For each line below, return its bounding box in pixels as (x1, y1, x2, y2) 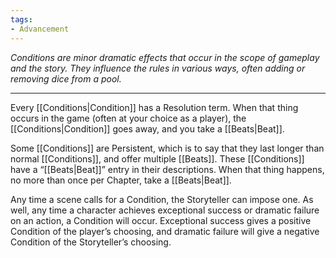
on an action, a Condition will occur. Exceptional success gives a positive (10, 214, 312, 226)
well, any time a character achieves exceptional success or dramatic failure (10, 204, 320, 216)
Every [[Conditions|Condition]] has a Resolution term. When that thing (10, 101, 299, 113)
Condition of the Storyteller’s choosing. (10, 236, 172, 248)
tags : (10, 14, 33, 25)
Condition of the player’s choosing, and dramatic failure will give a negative (10, 225, 320, 237)
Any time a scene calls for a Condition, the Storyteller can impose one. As (10, 193, 314, 205)
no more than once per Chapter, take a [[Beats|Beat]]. (10, 174, 232, 186)
